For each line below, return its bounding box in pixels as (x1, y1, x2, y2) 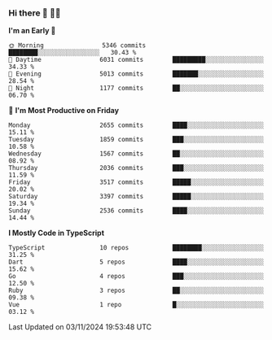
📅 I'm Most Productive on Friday (8, 106, 120, 116)
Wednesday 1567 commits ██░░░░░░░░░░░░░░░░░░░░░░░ (8, 150, 265, 158)
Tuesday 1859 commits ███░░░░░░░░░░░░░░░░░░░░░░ (8, 136, 265, 144)
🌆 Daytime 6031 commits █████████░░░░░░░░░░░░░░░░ (8, 56, 265, 64)
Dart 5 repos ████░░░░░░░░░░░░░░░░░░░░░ (8, 258, 265, 267)
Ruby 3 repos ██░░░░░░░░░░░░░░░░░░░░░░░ (8, 286, 265, 295)
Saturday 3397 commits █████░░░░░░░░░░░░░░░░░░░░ (8, 193, 265, 201)
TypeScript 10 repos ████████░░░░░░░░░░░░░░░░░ (8, 244, 265, 252)
